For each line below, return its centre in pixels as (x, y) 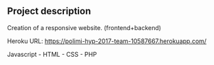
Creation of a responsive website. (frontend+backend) (84, 27)
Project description (49, 11)
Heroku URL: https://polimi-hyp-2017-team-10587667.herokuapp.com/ (107, 41)
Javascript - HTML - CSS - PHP (52, 54)
